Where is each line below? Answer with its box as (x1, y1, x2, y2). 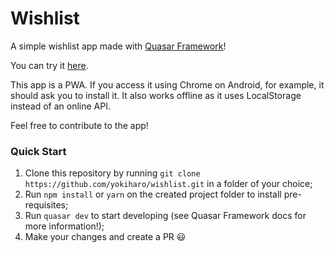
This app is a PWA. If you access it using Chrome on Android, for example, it (10, 78, 325, 91)
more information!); (24, 220, 105, 232)
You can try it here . (10, 59, 89, 71)
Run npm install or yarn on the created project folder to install (24, 188, 282, 201)
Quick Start (10, 144, 67, 158)
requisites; (24, 199, 69, 211)
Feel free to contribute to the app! (10, 119, 149, 131)
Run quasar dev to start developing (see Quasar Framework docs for (24, 210, 307, 222)
